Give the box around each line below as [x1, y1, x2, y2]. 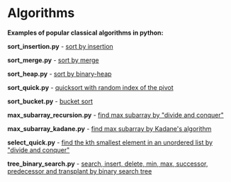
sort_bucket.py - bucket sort [7, 97, 94, 106]
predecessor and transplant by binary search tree [7, 166, 152, 175]
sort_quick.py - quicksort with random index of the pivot [7, 83, 174, 91]
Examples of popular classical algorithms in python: [7, 28, 164, 37]
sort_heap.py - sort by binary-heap [7, 69, 112, 78]
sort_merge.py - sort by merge [7, 55, 99, 64]
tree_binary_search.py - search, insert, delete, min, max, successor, [7, 159, 208, 168]
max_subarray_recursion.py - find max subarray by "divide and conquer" [7, 110, 225, 119]
